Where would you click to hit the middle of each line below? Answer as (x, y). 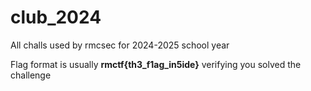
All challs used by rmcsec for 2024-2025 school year (120, 45)
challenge (31, 75)
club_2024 (56, 17)
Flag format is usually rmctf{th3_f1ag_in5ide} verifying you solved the (156, 64)
